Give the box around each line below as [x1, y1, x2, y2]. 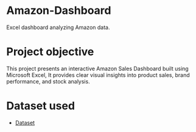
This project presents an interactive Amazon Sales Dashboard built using [6, 65, 189, 72]
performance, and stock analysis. [6, 78, 90, 85]
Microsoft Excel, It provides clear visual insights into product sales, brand [6, 71, 190, 79]
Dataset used [6, 99, 75, 113]
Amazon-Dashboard [6, 4, 111, 18]
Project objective [6, 45, 94, 59]
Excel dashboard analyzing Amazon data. [6, 24, 110, 31]
